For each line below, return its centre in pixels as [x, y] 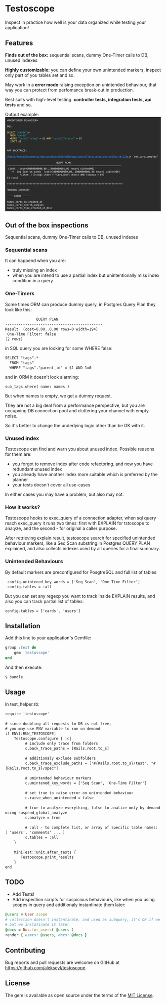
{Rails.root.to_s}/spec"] [32, 768]
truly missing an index [35, 270]
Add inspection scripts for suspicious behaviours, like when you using [83, 899]
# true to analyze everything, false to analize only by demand [93, 808]
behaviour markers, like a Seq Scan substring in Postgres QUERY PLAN [78, 543]
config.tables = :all [29, 587]
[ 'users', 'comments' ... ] [35, 832]
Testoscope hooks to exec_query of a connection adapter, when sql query [81, 518]
